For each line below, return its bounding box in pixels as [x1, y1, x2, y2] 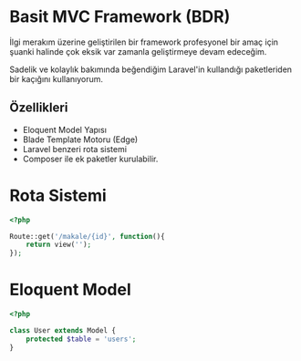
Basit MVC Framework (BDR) [9, 6, 231, 27]
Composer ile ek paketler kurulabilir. [22, 153, 159, 164]
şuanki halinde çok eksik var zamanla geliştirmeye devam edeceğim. [9, 46, 267, 57]
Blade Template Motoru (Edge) [22, 134, 139, 145]
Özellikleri [9, 100, 68, 116]
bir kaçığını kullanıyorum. [9, 73, 103, 84]
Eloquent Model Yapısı [22, 124, 108, 135]
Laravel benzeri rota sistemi [22, 143, 128, 154]
